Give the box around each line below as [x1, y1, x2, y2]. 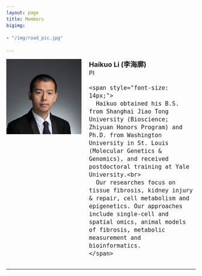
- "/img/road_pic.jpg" [6, 35, 63, 41]
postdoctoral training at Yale [89, 163, 190, 171]
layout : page [6, 10, 39, 16]
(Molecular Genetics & [89, 147, 162, 155]
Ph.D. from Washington [89, 132, 162, 139]
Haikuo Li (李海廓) [89, 60, 147, 69]
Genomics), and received [89, 155, 169, 162]
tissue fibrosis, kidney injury [89, 187, 194, 194]
